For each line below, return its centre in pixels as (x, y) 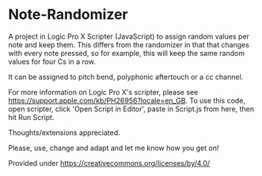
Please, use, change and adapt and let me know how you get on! (114, 148)
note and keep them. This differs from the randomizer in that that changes (129, 44)
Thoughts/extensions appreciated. (64, 133)
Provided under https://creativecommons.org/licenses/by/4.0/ (109, 163)
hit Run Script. (31, 117)
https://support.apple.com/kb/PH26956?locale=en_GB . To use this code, (127, 100)
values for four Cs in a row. (52, 62)
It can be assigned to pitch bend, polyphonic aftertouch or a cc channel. (126, 77)
